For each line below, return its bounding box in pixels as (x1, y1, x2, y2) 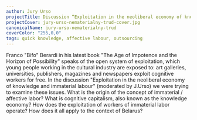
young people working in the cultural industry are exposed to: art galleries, (6, 64, 186, 70)
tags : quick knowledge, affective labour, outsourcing (6, 36, 143, 41)
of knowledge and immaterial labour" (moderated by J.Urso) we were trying (6, 83, 189, 89)
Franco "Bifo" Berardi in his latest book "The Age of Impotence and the (6, 52, 178, 58)
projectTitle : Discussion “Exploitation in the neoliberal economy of (6, 14, 182, 20)
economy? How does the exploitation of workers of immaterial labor (6, 101, 170, 108)
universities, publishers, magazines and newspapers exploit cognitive (6, 70, 174, 77)
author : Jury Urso (6, 8, 51, 15)
